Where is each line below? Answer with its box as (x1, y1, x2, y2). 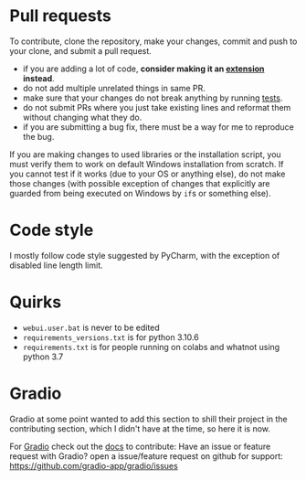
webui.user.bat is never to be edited (22, 322, 160, 333)
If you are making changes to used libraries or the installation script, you (9, 148, 281, 160)
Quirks (9, 292, 62, 313)
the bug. (22, 131, 55, 142)
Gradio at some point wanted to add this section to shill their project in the (9, 413, 288, 424)
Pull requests (9, 5, 111, 27)
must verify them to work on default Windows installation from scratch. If (9, 158, 284, 169)
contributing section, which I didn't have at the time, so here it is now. (9, 422, 271, 434)
